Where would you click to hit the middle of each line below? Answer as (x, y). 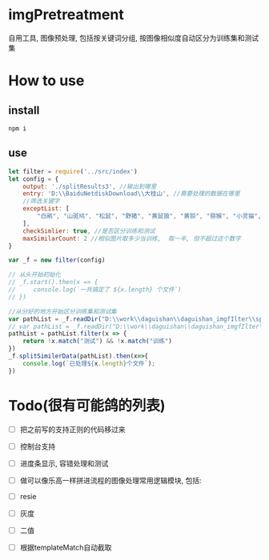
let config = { (34, 179)
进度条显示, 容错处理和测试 (64, 463)
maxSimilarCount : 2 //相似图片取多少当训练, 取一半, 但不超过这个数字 (132, 238)
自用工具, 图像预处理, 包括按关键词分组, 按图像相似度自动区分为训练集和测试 (133, 38)
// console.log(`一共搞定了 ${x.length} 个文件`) (95, 290)
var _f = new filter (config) (57, 260)
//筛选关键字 (41, 202)
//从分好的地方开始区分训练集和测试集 (63, 311)
